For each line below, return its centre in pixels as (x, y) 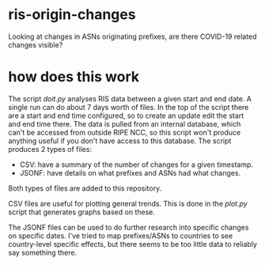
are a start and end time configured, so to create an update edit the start (126, 115)
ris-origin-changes (72, 15)
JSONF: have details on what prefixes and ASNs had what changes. (130, 172)
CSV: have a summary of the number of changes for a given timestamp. (136, 165)
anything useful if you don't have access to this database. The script (120, 141)
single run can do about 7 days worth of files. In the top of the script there (129, 107)
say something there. (43, 252)
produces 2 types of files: (50, 149)
